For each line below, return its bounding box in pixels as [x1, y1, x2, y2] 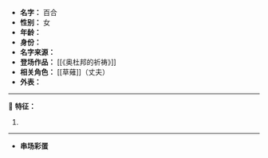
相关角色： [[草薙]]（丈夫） [19, 67, 110, 76]
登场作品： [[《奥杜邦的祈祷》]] [19, 57, 117, 67]
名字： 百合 [19, 8, 57, 17]
